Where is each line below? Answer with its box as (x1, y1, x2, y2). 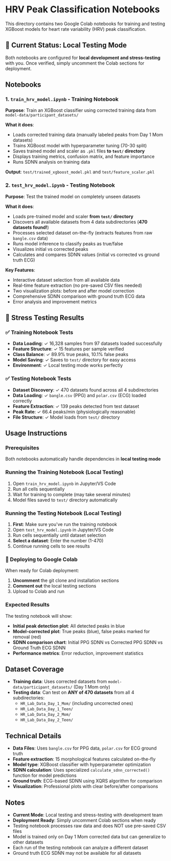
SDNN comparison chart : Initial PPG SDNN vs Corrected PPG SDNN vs (12, 639, 163, 645)
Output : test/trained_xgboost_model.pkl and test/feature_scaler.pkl (5, 169, 155, 175)
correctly (12, 398, 32, 404)
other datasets (12, 839, 43, 845)
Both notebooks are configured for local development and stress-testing (5, 54, 161, 61)
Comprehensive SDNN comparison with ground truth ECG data (12, 293, 145, 299)
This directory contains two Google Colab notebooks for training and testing (5, 21, 165, 27)
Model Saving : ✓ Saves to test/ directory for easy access (12, 357, 136, 363)
